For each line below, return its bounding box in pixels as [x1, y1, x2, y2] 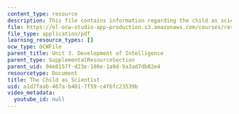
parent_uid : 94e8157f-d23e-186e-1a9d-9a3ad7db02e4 [7, 63, 161, 70]
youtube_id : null [14, 96, 65, 103]
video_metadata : [7, 89, 55, 96]
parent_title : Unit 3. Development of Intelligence [7, 50, 164, 57]
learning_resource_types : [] [7, 37, 94, 44]
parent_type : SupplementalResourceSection [7, 57, 135, 64]
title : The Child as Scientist [7, 76, 100, 84]
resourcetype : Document [7, 69, 78, 76]
